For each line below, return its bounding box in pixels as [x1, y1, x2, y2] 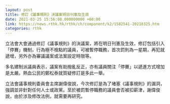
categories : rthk [5, 26, 42, 31]
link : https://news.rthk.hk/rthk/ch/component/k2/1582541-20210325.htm [5, 21, 159, 27]
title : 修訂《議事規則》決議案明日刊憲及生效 [5, 12, 90, 17]
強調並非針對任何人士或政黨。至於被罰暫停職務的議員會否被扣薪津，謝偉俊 [5, 87, 160, 93]
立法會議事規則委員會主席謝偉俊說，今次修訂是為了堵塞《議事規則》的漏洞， [5, 81, 165, 87]
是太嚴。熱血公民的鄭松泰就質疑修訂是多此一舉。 [5, 70, 107, 76]
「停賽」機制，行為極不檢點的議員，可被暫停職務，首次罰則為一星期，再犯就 [5, 47, 165, 53]
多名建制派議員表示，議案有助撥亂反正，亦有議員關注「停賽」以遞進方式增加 [5, 64, 165, 70]
